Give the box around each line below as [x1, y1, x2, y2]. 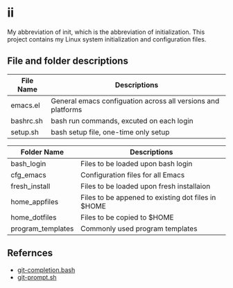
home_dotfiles [10, 213, 57, 222]
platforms [51, 105, 83, 114]
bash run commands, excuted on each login [51, 116, 194, 125]
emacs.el [10, 100, 40, 110]
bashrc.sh [10, 116, 43, 125]
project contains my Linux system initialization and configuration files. [7, 35, 207, 43]
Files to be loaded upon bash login [80, 159, 193, 168]
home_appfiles [10, 197, 59, 206]
